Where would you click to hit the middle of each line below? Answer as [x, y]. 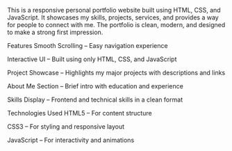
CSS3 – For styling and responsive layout [66, 127]
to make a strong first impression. [55, 32]
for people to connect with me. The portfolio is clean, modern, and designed [116, 25]
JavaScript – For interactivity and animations [71, 140]
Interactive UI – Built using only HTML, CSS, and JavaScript [92, 59]
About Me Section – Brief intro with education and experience [96, 86]
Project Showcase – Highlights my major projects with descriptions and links [116, 73]
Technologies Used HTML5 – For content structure [80, 113]
